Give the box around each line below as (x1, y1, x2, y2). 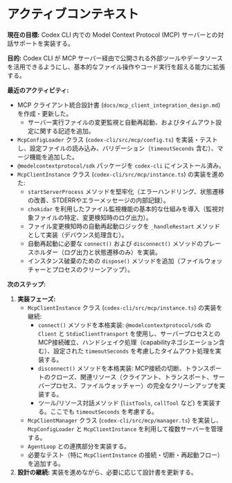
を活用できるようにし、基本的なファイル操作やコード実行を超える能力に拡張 (7, 62, 226, 71)
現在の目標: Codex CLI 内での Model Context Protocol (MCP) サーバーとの (7, 30, 218, 39)
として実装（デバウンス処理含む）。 (27, 230, 128, 239)
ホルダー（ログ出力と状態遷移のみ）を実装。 (33, 247, 161, 256)
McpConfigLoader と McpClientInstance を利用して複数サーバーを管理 (27, 424, 223, 433)
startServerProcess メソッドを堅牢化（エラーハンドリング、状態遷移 (27, 187, 225, 195)
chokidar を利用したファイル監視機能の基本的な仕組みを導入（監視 (27, 204, 218, 213)
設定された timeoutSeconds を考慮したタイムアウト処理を (53, 346, 216, 355)
